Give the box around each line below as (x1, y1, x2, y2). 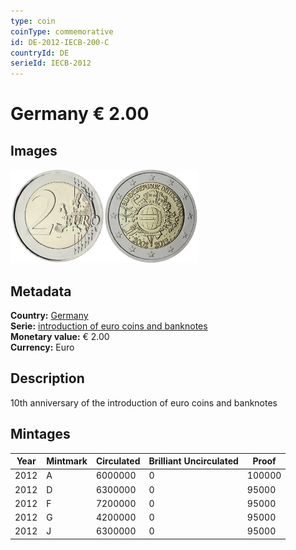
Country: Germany (10, 309, 89, 321)
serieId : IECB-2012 (10, 58, 92, 69)
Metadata (10, 283, 72, 300)
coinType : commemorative (10, 26, 114, 37)
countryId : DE (10, 48, 70, 58)
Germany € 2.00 (10, 103, 150, 125)
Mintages (10, 426, 71, 443)
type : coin (10, 16, 56, 26)
